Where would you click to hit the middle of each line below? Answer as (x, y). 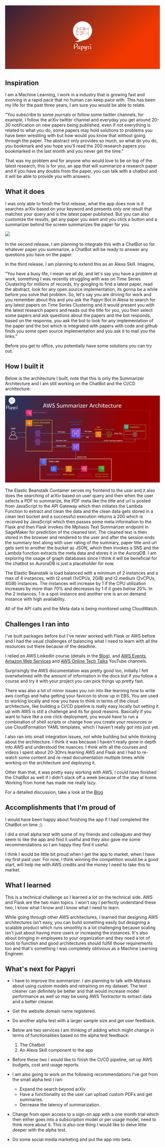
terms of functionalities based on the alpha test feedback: (71, 1035)
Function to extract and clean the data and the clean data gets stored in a (79, 511)
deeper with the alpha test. (39, 1130)
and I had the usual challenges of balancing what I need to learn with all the (82, 641)
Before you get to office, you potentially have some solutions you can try (79, 346)
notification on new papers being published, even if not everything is (81, 125)
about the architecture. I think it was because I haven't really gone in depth (81, 742)
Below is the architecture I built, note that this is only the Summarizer (75, 378)
